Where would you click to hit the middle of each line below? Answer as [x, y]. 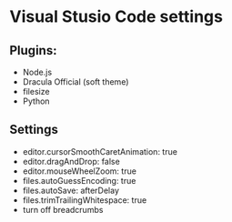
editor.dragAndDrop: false [71, 161]
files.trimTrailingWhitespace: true [85, 200]
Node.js [37, 72]
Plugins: [33, 50]
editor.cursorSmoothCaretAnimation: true [100, 151]
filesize [36, 91]
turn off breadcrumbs [63, 209]
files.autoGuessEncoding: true [79, 180]
